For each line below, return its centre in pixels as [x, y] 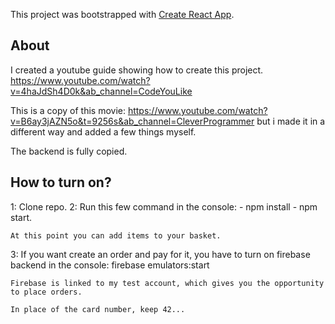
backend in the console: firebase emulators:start [110, 265]
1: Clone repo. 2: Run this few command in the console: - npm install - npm [164, 206]
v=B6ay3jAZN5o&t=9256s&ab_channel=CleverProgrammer [132, 121]
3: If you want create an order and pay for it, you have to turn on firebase [160, 254]
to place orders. [46, 292]
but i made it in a [291, 121]
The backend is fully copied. [69, 151]
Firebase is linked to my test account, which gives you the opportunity [167, 283]
